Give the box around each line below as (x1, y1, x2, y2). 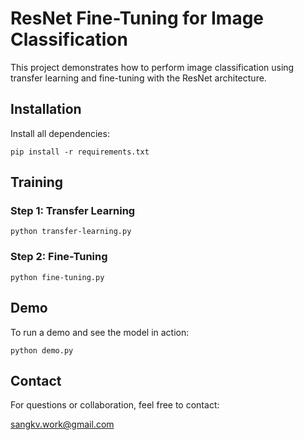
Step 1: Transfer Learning (10, 204, 136, 218)
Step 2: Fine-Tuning (10, 250, 108, 264)
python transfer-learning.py (10, 227, 132, 237)
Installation (10, 101, 82, 118)
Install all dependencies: (10, 127, 110, 139)
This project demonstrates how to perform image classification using (10, 61, 295, 73)
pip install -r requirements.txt (10, 147, 150, 157)
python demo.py (10, 345, 74, 356)
